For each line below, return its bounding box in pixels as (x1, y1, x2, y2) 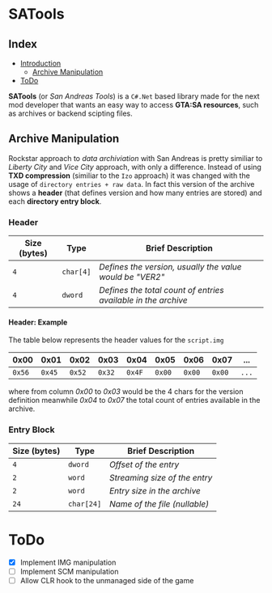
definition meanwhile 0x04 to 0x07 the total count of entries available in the (8, 396, 261, 405)
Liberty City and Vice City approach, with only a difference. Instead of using (8, 162, 261, 172)
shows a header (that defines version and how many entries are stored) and (8, 188, 262, 197)
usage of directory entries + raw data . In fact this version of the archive (8, 179, 255, 188)
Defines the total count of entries (99, 285, 224, 296)
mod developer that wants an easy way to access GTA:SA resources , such (8, 100, 259, 109)
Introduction (19, 58, 62, 68)
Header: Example (8, 317, 68, 327)
